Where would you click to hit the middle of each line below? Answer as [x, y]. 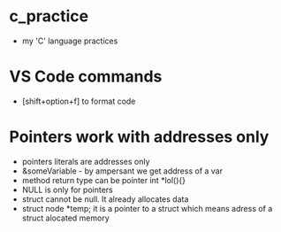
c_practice [49, 16]
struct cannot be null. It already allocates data [105, 199]
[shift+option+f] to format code [79, 101]
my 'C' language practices [70, 41]
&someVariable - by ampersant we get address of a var [122, 171]
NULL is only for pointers [67, 189]
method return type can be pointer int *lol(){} [103, 180]
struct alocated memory [66, 218]
